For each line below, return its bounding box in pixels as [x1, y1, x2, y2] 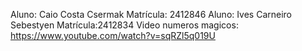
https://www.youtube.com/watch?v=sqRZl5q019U [10, 30, 216, 41]
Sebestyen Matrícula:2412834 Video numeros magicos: [10, 19, 239, 31]
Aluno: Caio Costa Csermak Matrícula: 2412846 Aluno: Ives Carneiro [10, 9, 292, 20]
